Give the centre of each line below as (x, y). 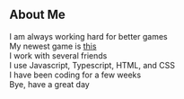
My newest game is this (53, 46)
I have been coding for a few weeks (75, 75)
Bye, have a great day (49, 84)
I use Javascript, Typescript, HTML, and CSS (92, 65)
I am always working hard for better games (88, 36)
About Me (37, 15)
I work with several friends (58, 55)
